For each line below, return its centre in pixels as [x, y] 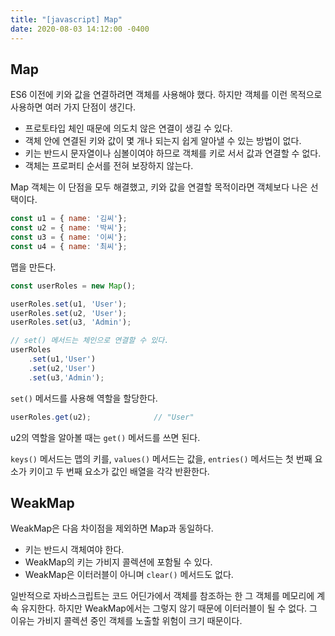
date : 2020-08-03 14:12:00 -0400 [80, 29]
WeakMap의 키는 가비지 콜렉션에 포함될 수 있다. [118, 562]
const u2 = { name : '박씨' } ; [69, 228]
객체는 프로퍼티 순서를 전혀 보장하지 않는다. [109, 166]
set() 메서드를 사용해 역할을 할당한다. [84, 398]
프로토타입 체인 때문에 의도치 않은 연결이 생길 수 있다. [128, 128]
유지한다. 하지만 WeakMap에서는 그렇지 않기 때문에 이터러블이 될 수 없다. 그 [169, 608]
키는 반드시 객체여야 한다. [74, 550]
